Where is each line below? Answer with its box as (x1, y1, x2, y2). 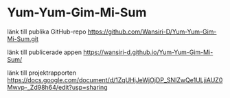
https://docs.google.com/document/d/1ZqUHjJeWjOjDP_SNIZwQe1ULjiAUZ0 (7, 75, 223, 84)
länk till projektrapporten (7, 69, 77, 77)
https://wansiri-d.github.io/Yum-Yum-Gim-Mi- (83, 48, 214, 56)
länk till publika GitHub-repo (7, 27, 87, 36)
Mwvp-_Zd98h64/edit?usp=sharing (7, 83, 108, 91)
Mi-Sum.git (7, 34, 39, 42)
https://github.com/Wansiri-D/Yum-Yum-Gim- (87, 27, 217, 36)
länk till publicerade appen (7, 48, 82, 56)
